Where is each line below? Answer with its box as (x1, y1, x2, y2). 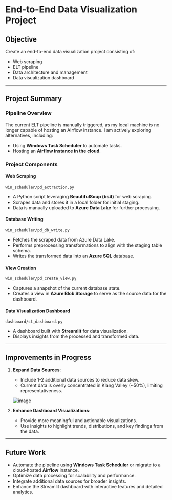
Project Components (5, 161, 58, 168)
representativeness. (20, 388, 62, 394)
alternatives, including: (5, 132, 53, 138)
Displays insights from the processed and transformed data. (12, 333, 140, 339)
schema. (12, 248, 31, 254)
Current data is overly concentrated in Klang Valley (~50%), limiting (20, 382, 163, 388)
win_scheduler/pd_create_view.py (5, 276, 77, 282)
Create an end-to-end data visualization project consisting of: (5, 49, 136, 54)
